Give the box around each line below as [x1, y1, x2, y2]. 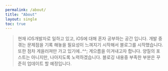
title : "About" [5, 12, 37, 17]
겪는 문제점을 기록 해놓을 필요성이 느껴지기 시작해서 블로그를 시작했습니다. [17, 42, 163, 48]
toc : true [5, 21, 26, 26]
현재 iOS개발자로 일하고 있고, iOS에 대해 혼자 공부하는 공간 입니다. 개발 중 [17, 35, 162, 41]
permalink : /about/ [5, 7, 46, 12]
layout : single [5, 16, 37, 21]
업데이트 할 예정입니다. [27, 60, 72, 66]
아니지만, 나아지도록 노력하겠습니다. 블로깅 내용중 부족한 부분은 [31, 54, 155, 60]
